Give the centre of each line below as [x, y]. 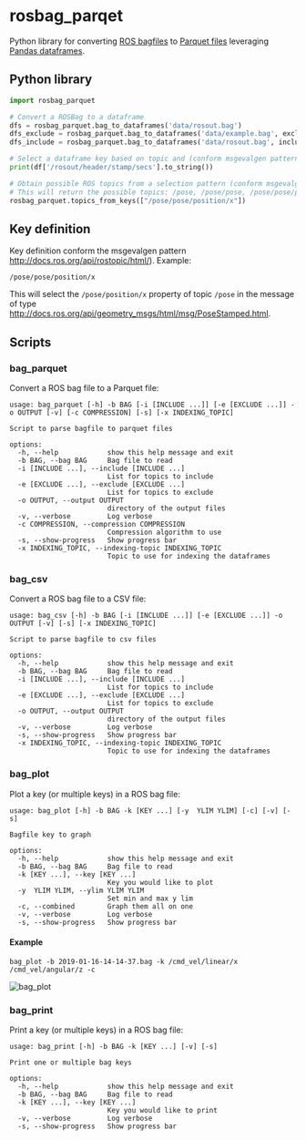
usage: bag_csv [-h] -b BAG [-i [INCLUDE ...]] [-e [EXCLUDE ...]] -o [146, 616]
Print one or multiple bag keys [71, 1063]
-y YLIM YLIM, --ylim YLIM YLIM [81, 890]
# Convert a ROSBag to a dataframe [77, 117]
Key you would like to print [163, 1111]
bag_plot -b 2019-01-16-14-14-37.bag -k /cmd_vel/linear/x [124, 961]
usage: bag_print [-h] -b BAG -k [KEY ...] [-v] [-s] [114, 1047]
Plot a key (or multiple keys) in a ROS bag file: [95, 794]
